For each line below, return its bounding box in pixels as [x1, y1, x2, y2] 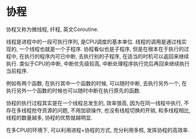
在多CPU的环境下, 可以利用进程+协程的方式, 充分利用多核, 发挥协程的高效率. [6, 126, 190, 133]
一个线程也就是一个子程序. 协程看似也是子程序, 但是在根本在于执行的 [19, 45, 184, 53]
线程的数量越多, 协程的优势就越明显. [6, 114, 93, 121]
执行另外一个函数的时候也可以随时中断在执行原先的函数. [6, 87, 142, 94]
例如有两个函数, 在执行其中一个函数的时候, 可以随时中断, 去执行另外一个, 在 [6, 79, 187, 86]
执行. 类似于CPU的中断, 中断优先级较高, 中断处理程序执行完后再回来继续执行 [6, 60, 190, 67]
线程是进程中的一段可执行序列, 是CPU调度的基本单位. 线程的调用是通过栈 [6, 38, 182, 45]
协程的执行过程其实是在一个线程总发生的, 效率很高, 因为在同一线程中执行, [6, 99, 183, 106]
